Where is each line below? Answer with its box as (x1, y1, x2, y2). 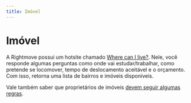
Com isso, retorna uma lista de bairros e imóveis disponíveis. (6, 72, 154, 79)
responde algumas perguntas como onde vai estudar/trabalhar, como (6, 59, 175, 67)
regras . (6, 89, 24, 97)
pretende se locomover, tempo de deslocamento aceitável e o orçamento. (6, 66, 186, 73)
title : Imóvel (6, 8, 41, 15)
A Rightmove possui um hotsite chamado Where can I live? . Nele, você (6, 54, 178, 61)
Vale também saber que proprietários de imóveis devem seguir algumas (6, 84, 181, 91)
